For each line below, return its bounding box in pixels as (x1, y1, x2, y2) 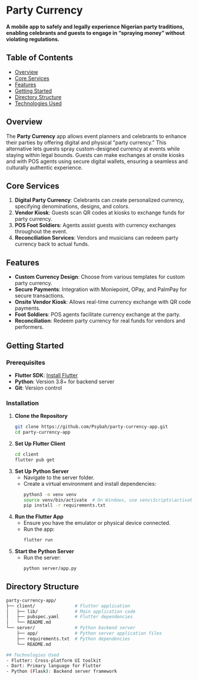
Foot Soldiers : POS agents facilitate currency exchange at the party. (14, 311, 181, 318)
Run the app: (23, 526, 55, 533)
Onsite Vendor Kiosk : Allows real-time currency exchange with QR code (14, 299, 192, 306)
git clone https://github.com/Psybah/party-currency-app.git (14, 424, 169, 430)
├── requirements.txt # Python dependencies (16, 636, 131, 642)
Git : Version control (14, 384, 62, 391)
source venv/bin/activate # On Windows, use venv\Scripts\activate (23, 497, 196, 503)
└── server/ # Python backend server (6, 625, 136, 631)
